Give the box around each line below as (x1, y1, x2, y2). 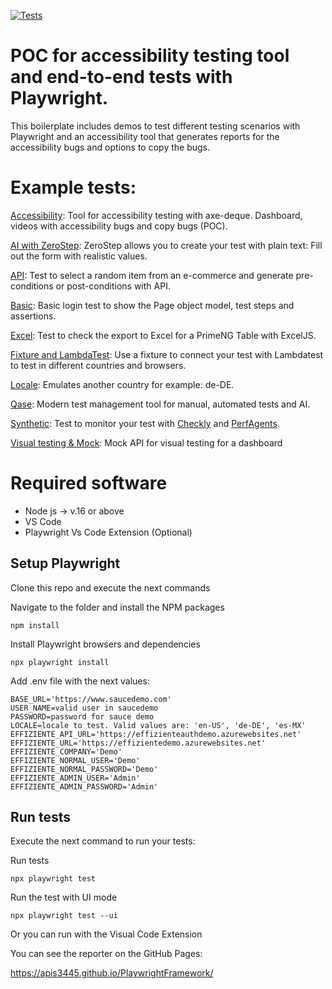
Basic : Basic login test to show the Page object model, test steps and (10, 299, 295, 311)
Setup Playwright (10, 555, 121, 572)
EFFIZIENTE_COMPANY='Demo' (10, 746, 123, 757)
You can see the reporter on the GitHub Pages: (10, 948, 203, 960)
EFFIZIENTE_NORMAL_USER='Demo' (10, 755, 141, 765)
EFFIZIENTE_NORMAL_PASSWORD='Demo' (10, 764, 159, 774)
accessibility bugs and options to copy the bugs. (10, 141, 211, 153)
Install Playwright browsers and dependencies (10, 638, 201, 650)
